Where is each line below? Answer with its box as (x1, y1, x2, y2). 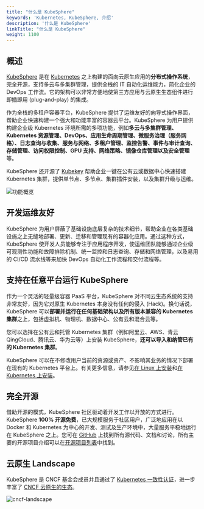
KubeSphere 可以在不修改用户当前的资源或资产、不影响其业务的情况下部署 (6, 356, 194, 363)
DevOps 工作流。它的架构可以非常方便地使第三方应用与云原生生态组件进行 (6, 88, 194, 95)
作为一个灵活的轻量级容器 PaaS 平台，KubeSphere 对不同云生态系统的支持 (6, 292, 194, 299)
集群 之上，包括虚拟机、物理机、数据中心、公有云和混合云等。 (6, 315, 161, 322)
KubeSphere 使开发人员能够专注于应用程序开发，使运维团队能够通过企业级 (6, 240, 194, 247)
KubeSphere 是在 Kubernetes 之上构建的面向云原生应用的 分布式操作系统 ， (6, 73, 194, 80)
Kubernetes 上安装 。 (6, 371, 58, 379)
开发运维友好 (6, 208, 55, 218)
